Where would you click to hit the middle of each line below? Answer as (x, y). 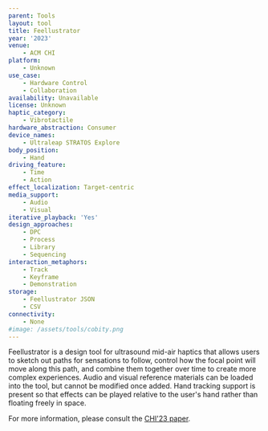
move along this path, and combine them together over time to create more (132, 369)
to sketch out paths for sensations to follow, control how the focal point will (132, 360)
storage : (23, 292)
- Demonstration (50, 285)
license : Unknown (37, 105)
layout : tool (30, 23)
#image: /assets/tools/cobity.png (66, 329)
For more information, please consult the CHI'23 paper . (99, 419)
